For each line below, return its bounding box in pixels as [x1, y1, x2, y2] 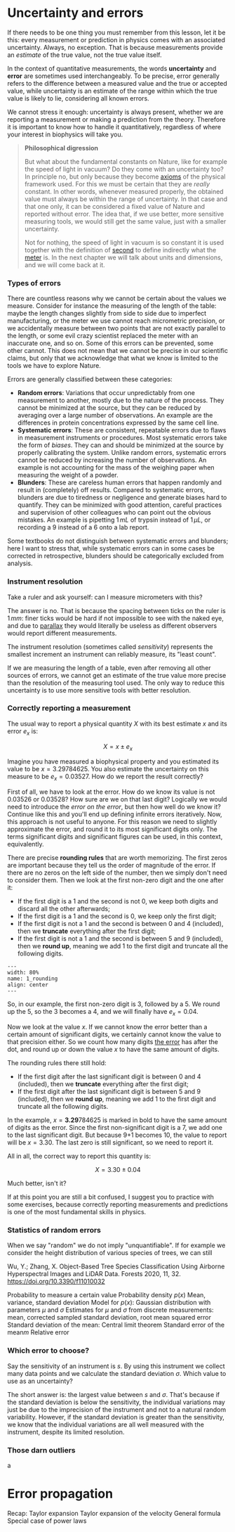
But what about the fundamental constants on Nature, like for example [24, 157, 228, 166]
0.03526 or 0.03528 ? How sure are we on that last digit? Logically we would [7, 795, 227, 804]
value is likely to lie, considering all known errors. [7, 94, 149, 103]
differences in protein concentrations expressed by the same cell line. [17, 418, 220, 427]
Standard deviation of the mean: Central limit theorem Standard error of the [7, 1320, 225, 1330]
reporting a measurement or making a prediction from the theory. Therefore [7, 115, 226, 124]
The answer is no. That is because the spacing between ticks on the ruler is [7, 606, 226, 614]
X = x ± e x [102, 742, 133, 752]
